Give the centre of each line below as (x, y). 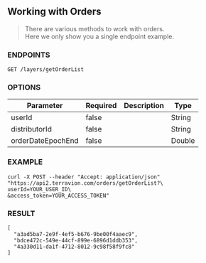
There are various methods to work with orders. (94, 28)
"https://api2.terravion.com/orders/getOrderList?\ (85, 183)
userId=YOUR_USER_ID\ (39, 189)
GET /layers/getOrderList (45, 70)
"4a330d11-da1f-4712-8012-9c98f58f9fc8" (74, 247)
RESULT (21, 213)
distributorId (31, 129)
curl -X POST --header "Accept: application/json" (84, 177)
